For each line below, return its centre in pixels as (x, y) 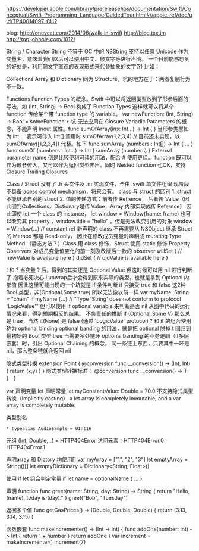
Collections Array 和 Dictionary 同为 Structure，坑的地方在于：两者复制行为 (98, 79)
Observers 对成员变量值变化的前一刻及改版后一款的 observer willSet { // (94, 251)
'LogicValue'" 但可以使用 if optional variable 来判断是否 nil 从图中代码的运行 (98, 306)
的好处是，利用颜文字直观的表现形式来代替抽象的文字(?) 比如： (83, 66)
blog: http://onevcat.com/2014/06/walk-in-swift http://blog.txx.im (86, 33)
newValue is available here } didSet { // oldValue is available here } (87, 258)
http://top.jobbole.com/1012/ (41, 39)
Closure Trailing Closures (37, 172)
